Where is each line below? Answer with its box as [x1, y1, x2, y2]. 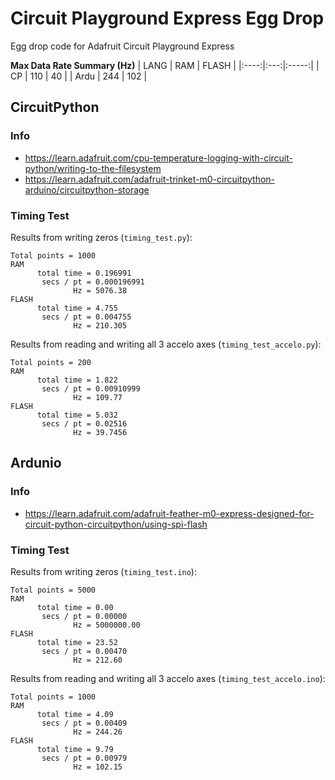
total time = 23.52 [36, 637, 118, 647]
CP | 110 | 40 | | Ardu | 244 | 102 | [10, 70, 148, 82]
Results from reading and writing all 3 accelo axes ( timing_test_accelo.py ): [10, 338, 322, 350]
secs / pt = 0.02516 [41, 418, 128, 429]
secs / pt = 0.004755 [41, 312, 132, 322]
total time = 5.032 [36, 410, 118, 420]
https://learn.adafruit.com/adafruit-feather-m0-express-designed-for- [24, 507, 315, 519]
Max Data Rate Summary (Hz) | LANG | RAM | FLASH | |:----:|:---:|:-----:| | [10, 59, 320, 71]
